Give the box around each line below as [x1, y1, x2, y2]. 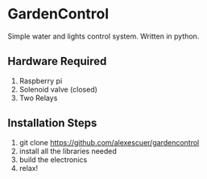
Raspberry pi [19, 75, 63, 85]
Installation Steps [7, 116, 97, 130]
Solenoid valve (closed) [19, 84, 98, 94]
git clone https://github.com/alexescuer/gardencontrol [19, 137, 200, 147]
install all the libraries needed [19, 146, 118, 156]
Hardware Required [7, 55, 107, 68]
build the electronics [19, 154, 88, 165]
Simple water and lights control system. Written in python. [7, 31, 200, 41]
